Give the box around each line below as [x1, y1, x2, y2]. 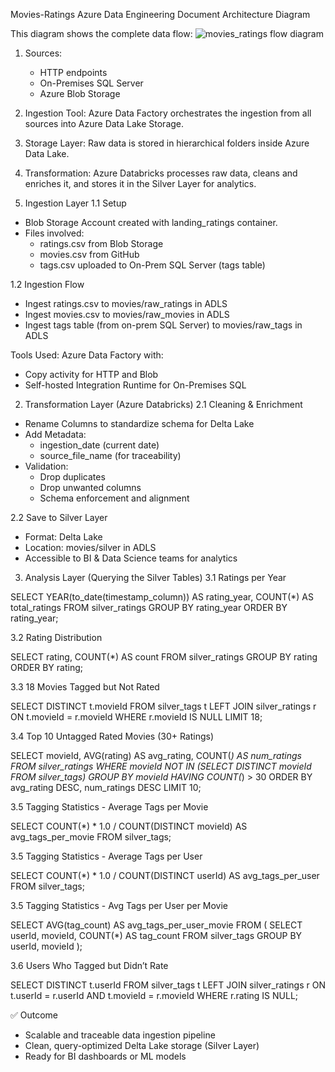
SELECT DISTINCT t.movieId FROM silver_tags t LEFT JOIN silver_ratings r [10, 700, 317, 712]
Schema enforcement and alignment [39, 492, 190, 504]
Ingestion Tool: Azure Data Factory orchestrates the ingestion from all [24, 107, 312, 119]
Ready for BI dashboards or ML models [24, 1050, 187, 1062]
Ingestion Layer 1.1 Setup [24, 197, 127, 209]
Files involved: [24, 227, 85, 239]
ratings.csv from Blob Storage [39, 238, 164, 249]
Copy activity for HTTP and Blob [24, 369, 159, 380]
